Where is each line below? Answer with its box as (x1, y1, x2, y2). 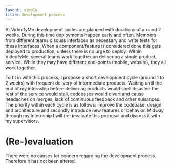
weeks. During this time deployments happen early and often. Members (5, 32, 157, 38)
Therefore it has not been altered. (5, 158, 76, 164)
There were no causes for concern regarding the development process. (5, 153, 156, 159)
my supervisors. (5, 118, 39, 124)
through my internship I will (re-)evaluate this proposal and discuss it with (5, 112, 160, 118)
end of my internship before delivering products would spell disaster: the (5, 85, 159, 91)
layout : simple (5, 7, 38, 13)
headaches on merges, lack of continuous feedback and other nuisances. (5, 96, 161, 102)
